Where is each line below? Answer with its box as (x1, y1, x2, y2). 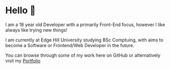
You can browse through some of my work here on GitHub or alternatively (5, 52, 161, 58)
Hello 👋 (5, 5, 36, 16)
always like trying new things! (5, 27, 68, 33)
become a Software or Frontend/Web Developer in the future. (5, 42, 134, 48)
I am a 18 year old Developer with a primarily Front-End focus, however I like (5, 21, 165, 28)
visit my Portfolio (5, 57, 41, 63)
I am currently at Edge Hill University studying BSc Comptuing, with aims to (5, 37, 163, 43)
